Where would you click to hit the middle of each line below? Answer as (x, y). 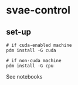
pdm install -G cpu (30, 66)
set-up (18, 32)
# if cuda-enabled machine (39, 45)
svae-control (38, 10)
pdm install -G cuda (31, 50)
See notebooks (24, 76)
